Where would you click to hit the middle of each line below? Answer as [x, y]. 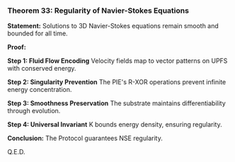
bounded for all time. [38, 33]
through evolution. [34, 111]
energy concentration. [40, 90]
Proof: [17, 47]
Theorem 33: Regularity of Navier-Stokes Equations [98, 11]
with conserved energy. [42, 69]
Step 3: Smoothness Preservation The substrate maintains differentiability [117, 103]
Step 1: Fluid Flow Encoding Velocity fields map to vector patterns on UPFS [117, 61]
